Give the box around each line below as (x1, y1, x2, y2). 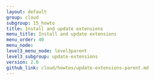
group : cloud (6, 14, 39, 20)
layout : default (6, 8, 47, 15)
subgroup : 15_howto (6, 20, 55, 26)
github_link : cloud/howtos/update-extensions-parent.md (6, 64, 149, 71)
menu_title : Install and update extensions (6, 31, 117, 37)
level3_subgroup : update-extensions (6, 54, 98, 60)
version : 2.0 (6, 59, 39, 65)
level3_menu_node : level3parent (6, 48, 87, 54)
